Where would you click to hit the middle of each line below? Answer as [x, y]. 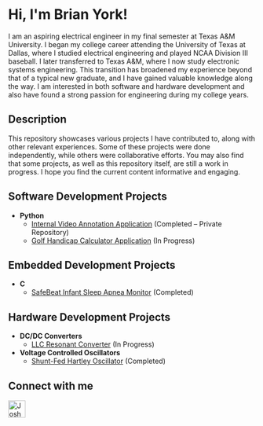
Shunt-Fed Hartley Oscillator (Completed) [99, 361]
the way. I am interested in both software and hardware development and [126, 86]
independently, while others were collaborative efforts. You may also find [126, 155]
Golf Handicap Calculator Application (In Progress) [113, 241]
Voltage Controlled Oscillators [70, 353]
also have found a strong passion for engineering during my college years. [128, 94]
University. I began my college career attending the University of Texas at [127, 44]
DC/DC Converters [51, 336]
